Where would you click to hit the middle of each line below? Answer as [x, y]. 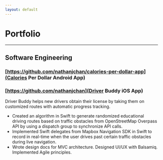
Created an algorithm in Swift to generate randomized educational [78, 116]
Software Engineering [39, 57]
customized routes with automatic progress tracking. [58, 107]
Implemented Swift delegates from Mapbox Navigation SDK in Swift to [82, 132]
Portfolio [23, 33]
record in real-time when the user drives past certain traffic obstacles [81, 137]
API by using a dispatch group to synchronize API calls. [67, 126]
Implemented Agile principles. [42, 152]
